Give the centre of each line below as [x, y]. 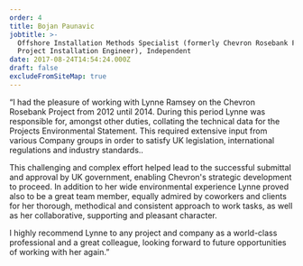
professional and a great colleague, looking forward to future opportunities [148, 242]
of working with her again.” [60, 252]
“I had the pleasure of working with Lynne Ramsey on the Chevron [132, 102]
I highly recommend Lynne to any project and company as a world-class [143, 233]
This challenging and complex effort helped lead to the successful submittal [150, 167]
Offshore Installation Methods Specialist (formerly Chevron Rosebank [153, 43]
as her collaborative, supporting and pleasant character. [114, 215]
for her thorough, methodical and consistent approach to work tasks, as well [151, 206]
